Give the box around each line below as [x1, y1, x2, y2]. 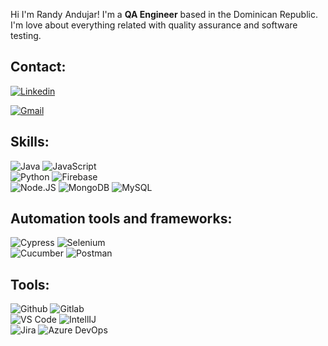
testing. [10, 30, 42, 41]
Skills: [10, 134, 50, 151]
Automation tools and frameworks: [10, 210, 233, 228]
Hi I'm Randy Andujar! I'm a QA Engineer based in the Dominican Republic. [10, 9, 319, 20]
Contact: [10, 59, 67, 76]
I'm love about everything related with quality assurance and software [10, 19, 298, 31]
